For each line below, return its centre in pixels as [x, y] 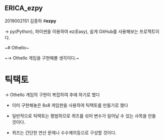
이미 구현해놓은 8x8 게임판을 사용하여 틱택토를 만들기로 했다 [70, 105]
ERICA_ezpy [24, 8]
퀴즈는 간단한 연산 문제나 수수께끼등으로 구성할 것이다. [64, 133]
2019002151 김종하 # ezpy [30, 21]
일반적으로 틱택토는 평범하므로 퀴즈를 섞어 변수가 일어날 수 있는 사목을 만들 [84, 116]
